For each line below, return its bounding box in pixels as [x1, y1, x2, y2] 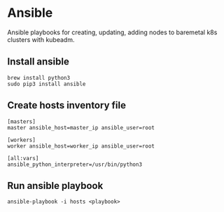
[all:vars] [7, 155, 39, 162]
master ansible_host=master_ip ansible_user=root [7, 124, 155, 131]
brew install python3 [7, 74, 71, 81]
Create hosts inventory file [7, 99, 126, 111]
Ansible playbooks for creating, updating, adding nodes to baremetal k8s [7, 28, 218, 36]
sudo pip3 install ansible [7, 80, 86, 87]
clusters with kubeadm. [7, 35, 75, 43]
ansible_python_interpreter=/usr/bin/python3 [7, 161, 142, 168]
